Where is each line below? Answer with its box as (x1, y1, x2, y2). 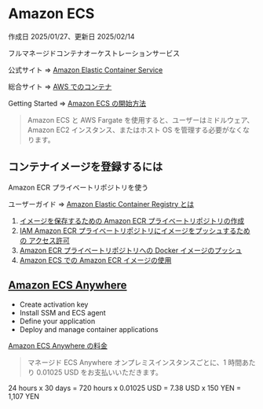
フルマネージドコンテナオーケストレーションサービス (8, 48, 181, 57)
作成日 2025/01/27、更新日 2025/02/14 (8, 31, 135, 41)
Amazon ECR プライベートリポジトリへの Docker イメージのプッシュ (19, 245, 243, 255)
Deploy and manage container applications (19, 324, 159, 334)
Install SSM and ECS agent (19, 308, 106, 317)
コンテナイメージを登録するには (8, 160, 163, 174)
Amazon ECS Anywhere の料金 (8, 341, 108, 350)
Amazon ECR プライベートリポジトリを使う (8, 182, 149, 192)
